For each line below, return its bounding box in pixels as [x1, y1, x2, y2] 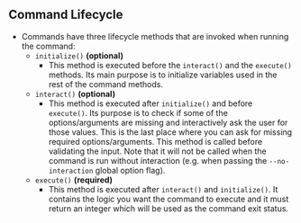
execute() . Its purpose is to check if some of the [48, 107, 229, 118]
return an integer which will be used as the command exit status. [48, 202, 289, 214]
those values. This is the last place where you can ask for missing [48, 126, 293, 138]
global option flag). [95, 165, 166, 175]
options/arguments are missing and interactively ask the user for [48, 117, 288, 128]
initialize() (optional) [34, 49, 123, 61]
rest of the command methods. [48, 78, 164, 89]
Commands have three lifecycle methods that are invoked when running [21, 31, 289, 41]
